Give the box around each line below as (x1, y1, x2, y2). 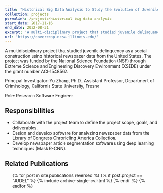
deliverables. (12, 125, 38, 131)
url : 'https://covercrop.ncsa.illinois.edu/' (5, 35, 98, 39)
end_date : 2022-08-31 (5, 25, 49, 30)
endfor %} (12, 183, 33, 189)
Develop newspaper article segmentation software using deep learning (12, 140, 154, 146)
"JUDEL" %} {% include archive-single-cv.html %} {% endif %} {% (12, 177, 146, 183)
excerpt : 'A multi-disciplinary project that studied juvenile (5, 30, 136, 35)
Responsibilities (5, 107, 55, 115)
